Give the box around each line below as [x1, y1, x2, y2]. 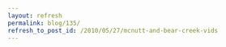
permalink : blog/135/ [7, 19, 81, 27]
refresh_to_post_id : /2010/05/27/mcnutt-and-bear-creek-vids [7, 26, 219, 34]
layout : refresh [7, 11, 62, 20]
